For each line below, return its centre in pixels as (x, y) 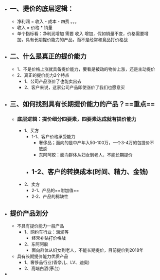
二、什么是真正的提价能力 (48, 57)
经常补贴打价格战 (49, 238)
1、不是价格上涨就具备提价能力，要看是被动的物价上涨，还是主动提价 (86, 69)
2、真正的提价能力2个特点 (43, 75)
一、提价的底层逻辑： (42, 9)
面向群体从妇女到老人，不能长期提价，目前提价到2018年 (87, 250)
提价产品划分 (29, 213)
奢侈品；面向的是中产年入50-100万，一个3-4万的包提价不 (97, 143)
